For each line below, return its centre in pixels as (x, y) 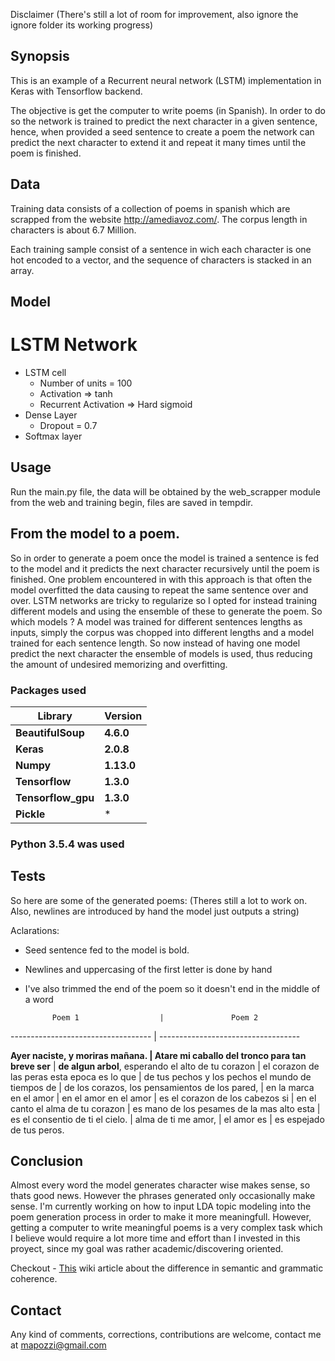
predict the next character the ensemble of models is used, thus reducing (161, 653)
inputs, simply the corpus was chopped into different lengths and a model (162, 632)
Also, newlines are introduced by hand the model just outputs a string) (155, 911)
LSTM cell (45, 372)
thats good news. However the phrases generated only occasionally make (163, 1196)
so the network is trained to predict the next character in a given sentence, (164, 121)
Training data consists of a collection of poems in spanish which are (150, 208)
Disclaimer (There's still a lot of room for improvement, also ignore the (154, 14)
